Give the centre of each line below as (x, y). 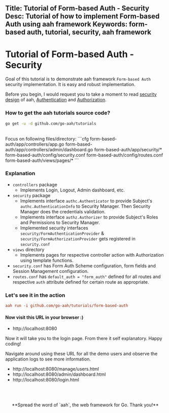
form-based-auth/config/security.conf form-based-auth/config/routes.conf (84, 155)
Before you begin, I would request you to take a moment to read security (81, 94)
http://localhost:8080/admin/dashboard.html (59, 374)
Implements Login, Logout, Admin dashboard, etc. (73, 190)
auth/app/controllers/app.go (35, 144)
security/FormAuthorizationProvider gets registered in (78, 238)
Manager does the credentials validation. (63, 211)
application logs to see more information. (48, 359)
